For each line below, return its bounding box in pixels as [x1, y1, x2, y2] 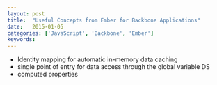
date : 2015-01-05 [7, 23, 64, 30]
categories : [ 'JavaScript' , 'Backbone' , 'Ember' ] [7, 29, 154, 37]
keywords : [7, 36, 36, 43]
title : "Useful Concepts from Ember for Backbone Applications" [7, 17, 200, 24]
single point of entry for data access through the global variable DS [17, 63, 210, 71]
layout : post [7, 10, 45, 17]
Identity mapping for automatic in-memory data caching [17, 55, 178, 63]
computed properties [17, 70, 79, 79]
